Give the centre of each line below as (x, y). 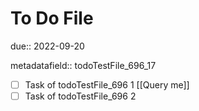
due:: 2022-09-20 (47, 46)
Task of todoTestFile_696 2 (80, 96)
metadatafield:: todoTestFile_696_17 (83, 65)
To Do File (52, 18)
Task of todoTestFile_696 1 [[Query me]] (107, 84)
